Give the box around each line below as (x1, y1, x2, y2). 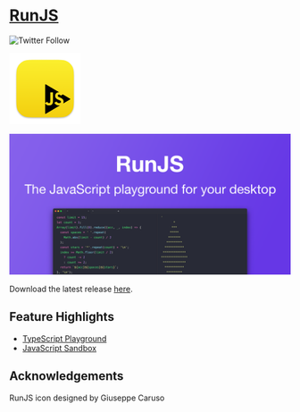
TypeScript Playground (21, 332, 107, 344)
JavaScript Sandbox (21, 342, 96, 353)
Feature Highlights (9, 309, 114, 324)
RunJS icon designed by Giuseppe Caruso (9, 392, 165, 403)
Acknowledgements (9, 368, 124, 384)
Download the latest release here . (9, 283, 133, 294)
